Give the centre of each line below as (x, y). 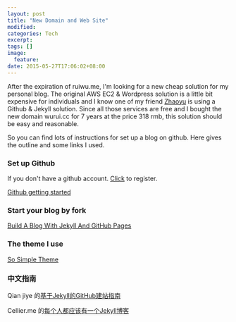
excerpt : (20, 40)
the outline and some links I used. (56, 144)
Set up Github (31, 163)
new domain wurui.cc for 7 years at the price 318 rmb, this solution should (115, 116)
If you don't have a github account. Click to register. (82, 178)
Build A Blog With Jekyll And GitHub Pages (69, 225)
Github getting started (39, 192)
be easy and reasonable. (43, 123)
